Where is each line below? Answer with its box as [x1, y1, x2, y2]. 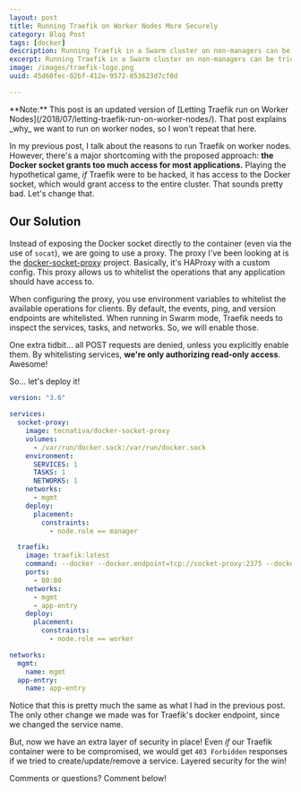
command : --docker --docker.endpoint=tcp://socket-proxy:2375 [25, 560, 262, 569]
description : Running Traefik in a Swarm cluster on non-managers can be [9, 47, 291, 56]
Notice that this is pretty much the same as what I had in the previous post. [9, 701, 286, 711]
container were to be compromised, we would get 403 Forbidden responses [9, 746, 288, 757]
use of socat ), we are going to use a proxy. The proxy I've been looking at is [9, 248, 289, 258]
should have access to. [9, 275, 95, 287]
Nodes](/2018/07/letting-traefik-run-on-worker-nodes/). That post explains [9, 113, 287, 124]
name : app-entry [25, 683, 87, 693]
